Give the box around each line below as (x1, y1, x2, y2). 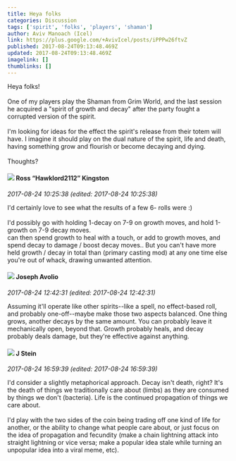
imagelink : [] (7, 56, 49, 63)
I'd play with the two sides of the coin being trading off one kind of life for (7, 416, 221, 424)
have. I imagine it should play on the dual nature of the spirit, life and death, (7, 135, 226, 143)
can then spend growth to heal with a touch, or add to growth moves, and (7, 233, 221, 242)
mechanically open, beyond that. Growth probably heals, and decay (7, 325, 204, 333)
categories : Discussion (7, 17, 77, 24)
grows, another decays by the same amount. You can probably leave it (7, 317, 213, 326)
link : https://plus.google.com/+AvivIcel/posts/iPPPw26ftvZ (7, 37, 188, 44)
